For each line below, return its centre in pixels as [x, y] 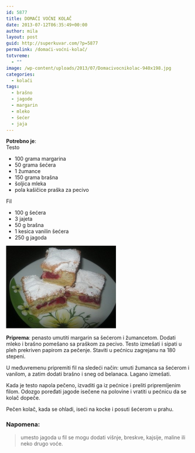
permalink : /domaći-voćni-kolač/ [47, 50]
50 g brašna [29, 225]
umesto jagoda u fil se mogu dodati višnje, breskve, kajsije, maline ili [103, 437]
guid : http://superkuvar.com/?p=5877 [52, 43]
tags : [13, 87]
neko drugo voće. [42, 444]
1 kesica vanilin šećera [42, 231]
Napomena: [23, 424]
